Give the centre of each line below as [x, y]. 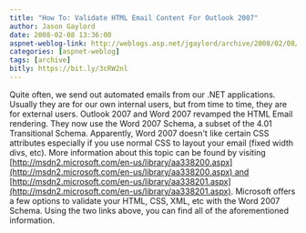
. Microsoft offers [263, 191]
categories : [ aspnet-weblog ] [65, 52]
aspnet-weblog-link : [49, 43]
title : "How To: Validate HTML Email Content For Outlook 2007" [134, 18]
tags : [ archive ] [40, 60]
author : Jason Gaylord [52, 26]
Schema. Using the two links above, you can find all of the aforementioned [149, 210]
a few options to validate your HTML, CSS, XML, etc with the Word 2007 [145, 200]
